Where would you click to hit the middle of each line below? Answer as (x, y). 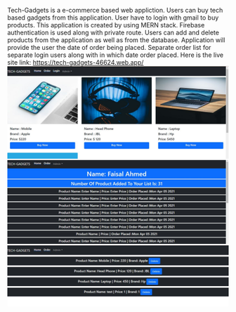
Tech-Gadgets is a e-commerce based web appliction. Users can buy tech (115, 10)
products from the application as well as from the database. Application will (116, 40)
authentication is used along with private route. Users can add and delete (113, 32)
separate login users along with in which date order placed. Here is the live (116, 55)
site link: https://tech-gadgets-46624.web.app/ (76, 62)
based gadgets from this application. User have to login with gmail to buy (113, 18)
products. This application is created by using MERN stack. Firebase (106, 25)
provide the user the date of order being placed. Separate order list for (109, 47)
